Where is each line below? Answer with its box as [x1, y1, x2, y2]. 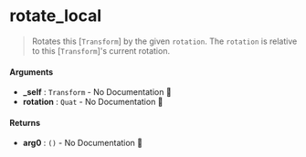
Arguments [9, 66, 54, 78]
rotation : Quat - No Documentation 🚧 [22, 97, 164, 108]
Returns [9, 117, 41, 128]
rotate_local [9, 5, 102, 26]
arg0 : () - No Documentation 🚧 [22, 138, 143, 149]
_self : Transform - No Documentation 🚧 [22, 87, 172, 98]
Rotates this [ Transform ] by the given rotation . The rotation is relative [31, 36, 298, 47]
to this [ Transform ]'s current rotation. [31, 45, 171, 56]
